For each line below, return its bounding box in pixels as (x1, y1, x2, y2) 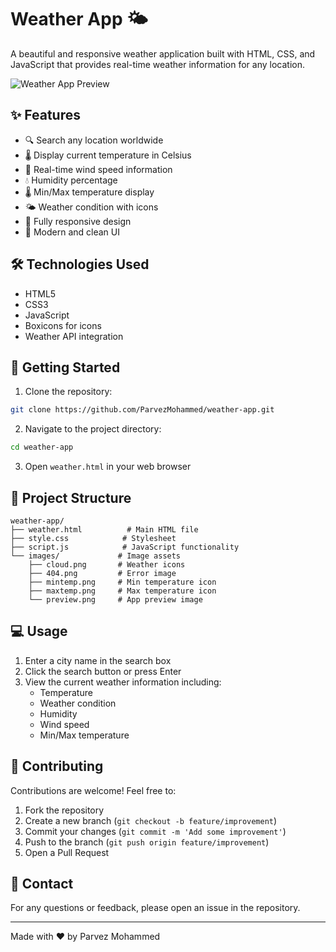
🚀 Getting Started (10, 359, 121, 376)
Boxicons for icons (24, 319, 102, 331)
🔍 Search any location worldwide (24, 134, 164, 146)
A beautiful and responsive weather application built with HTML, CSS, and (10, 47, 316, 60)
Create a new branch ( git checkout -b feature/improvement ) (24, 814, 278, 826)
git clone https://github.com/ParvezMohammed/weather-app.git (10, 405, 275, 415)
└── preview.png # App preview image (28, 594, 203, 605)
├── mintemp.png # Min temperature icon (28, 577, 217, 587)
